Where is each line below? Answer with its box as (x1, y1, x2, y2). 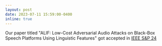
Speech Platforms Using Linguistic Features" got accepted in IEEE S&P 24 (5, 35, 157, 41)
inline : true (5, 16, 32, 21)
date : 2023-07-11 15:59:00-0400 (5, 12, 72, 17)
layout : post (5, 7, 32, 12)
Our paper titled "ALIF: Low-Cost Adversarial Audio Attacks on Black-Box (5, 30, 156, 36)
